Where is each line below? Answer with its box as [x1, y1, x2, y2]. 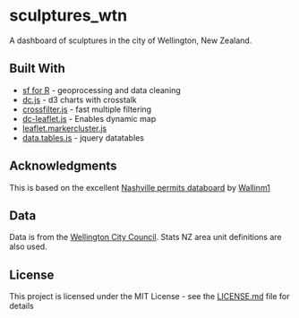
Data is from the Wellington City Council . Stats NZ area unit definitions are [9, 232, 282, 243]
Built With [9, 61, 65, 76]
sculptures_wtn [9, 5, 128, 26]
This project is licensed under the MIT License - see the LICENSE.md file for [9, 291, 290, 302]
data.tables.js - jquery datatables [21, 132, 145, 143]
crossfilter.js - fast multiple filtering [21, 104, 152, 115]
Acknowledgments [9, 159, 118, 174]
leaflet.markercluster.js [21, 123, 107, 133]
